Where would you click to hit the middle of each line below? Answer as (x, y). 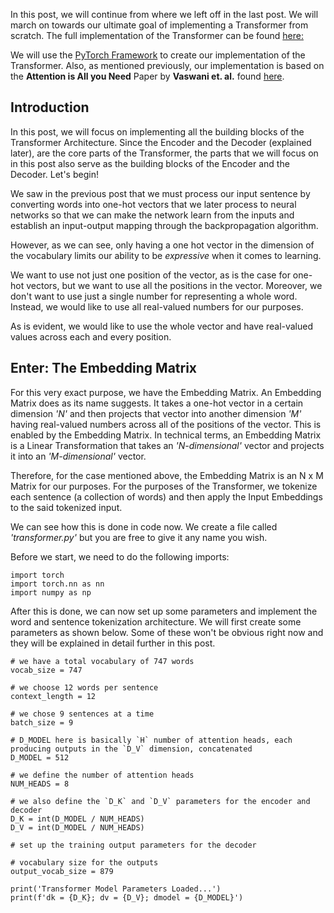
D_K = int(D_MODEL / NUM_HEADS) (77, 819)
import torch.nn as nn (57, 584)
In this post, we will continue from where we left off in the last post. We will (164, 14)
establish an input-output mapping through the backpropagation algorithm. (164, 225)
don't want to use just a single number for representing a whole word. (154, 296)
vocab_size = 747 (46, 670)
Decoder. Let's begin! (54, 174)
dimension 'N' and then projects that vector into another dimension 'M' (156, 413)
